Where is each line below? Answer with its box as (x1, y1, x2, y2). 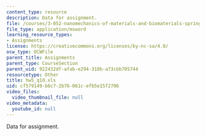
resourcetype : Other (6, 72, 59, 78)
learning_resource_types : (6, 32, 72, 38)
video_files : (6, 89, 40, 95)
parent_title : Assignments (6, 55, 75, 61)
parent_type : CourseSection (6, 60, 78, 66)
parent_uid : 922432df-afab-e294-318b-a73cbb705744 (6, 66, 139, 72)
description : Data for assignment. (6, 15, 97, 21)
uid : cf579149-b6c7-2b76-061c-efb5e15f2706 (6, 83, 120, 89)
